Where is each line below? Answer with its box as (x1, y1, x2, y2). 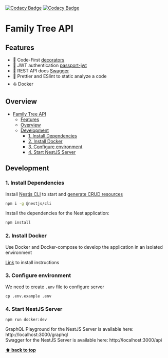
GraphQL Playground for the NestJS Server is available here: (5, 326, 134, 332)
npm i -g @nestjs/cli (5, 201, 52, 206)
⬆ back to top (5, 347, 36, 353)
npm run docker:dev (5, 317, 47, 323)
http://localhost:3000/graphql (5, 331, 68, 338)
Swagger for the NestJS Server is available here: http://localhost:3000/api (5, 337, 162, 343)
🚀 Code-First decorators (12, 57, 65, 63)
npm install (5, 220, 31, 225)
